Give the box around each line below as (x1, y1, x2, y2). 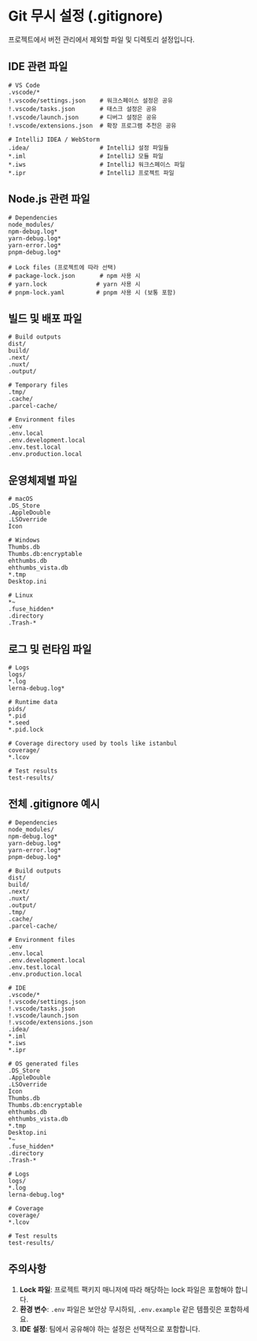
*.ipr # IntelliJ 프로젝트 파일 (8, 169, 174, 177)
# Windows (8, 536, 41, 544)
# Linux (8, 591, 34, 599)
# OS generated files (8, 1060, 79, 1068)
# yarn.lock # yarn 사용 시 (8, 280, 141, 288)
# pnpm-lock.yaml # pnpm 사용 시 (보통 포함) (8, 288, 177, 296)
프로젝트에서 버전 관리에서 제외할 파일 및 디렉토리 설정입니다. (8, 35, 195, 44)
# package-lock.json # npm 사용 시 (8, 272, 141, 280)
